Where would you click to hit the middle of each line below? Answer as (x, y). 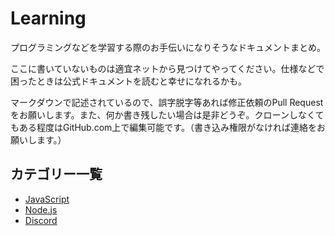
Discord (41, 220)
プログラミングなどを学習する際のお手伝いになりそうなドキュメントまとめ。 (168, 47)
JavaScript (47, 199)
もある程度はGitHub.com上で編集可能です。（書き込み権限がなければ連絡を (163, 127)
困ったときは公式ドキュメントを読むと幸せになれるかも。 (128, 81)
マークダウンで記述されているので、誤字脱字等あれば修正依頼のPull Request (167, 102)
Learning (48, 18)
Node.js (41, 209)
